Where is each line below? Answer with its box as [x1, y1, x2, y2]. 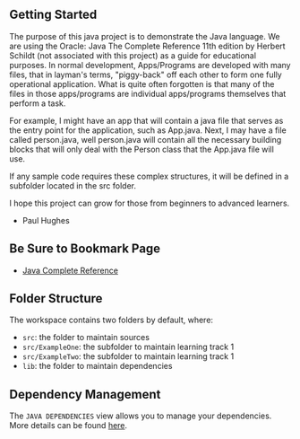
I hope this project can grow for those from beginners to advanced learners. [9, 198, 290, 208]
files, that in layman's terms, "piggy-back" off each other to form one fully [9, 69, 282, 80]
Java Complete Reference [21, 265, 119, 276]
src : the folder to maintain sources [21, 332, 150, 343]
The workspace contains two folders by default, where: [9, 314, 213, 326]
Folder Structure [9, 291, 103, 306]
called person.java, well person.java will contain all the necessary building [9, 134, 282, 145]
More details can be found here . [9, 420, 128, 431]
